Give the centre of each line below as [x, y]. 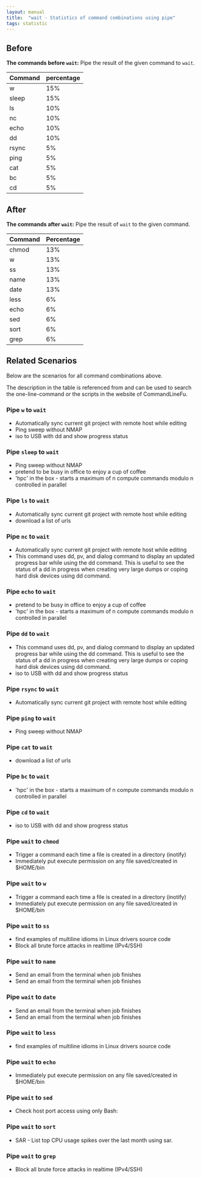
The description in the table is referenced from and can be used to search [99, 387]
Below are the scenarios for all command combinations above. [84, 375]
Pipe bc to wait [28, 777]
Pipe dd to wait [28, 634]
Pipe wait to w [26, 884]
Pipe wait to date [31, 997]
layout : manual [26, 12]
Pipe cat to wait [30, 747]
